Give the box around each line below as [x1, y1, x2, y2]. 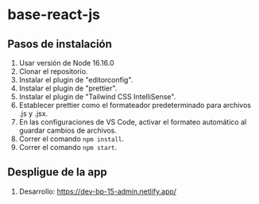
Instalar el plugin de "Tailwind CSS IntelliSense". [18, 92, 176, 101]
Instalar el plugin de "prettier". [18, 83, 118, 93]
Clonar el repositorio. [18, 67, 88, 76]
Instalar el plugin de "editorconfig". [18, 75, 133, 84]
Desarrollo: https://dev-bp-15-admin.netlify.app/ [18, 187, 176, 196]
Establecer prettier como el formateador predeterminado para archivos [18, 101, 252, 110]
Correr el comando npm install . [18, 134, 125, 144]
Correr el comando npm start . [18, 143, 117, 152]
